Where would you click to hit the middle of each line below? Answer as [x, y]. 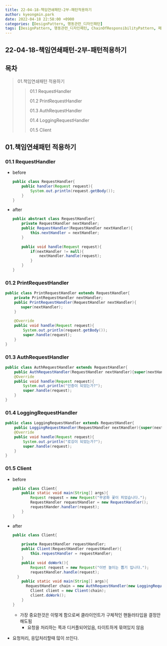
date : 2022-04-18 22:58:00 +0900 [40, 19]
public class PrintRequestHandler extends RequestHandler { [68, 293]
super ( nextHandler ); [42, 307]
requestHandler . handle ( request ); [65, 572]
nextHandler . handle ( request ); [70, 256]
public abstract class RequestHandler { [54, 219]
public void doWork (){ [45, 563]
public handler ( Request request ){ [57, 186]
